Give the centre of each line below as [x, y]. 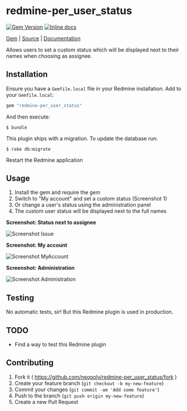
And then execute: [28, 117]
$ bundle [17, 127]
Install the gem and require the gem [57, 192]
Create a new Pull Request [46, 402]
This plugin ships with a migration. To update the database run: [82, 138]
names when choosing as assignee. [49, 56]
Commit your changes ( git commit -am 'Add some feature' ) [87, 389]
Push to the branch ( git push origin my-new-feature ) [79, 395]
